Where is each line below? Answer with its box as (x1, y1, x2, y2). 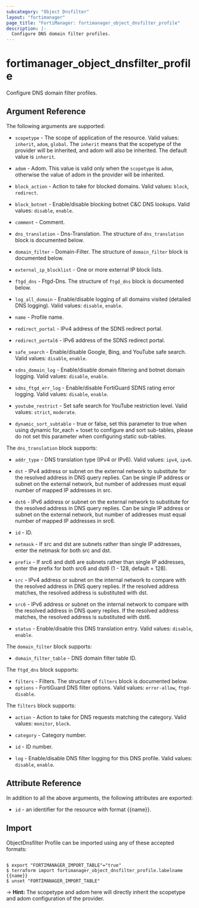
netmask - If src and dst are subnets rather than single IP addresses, (14, 540, 182, 547)
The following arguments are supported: (6, 122, 106, 129)
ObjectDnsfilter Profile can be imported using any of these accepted (6, 839, 174, 846)
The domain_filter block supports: (6, 642, 92, 650)
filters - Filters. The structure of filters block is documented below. (14, 677, 188, 685)
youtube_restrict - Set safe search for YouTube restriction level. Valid (14, 402, 188, 409)
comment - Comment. (14, 218, 65, 226)
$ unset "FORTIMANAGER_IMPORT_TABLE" (6, 877, 100, 884)
